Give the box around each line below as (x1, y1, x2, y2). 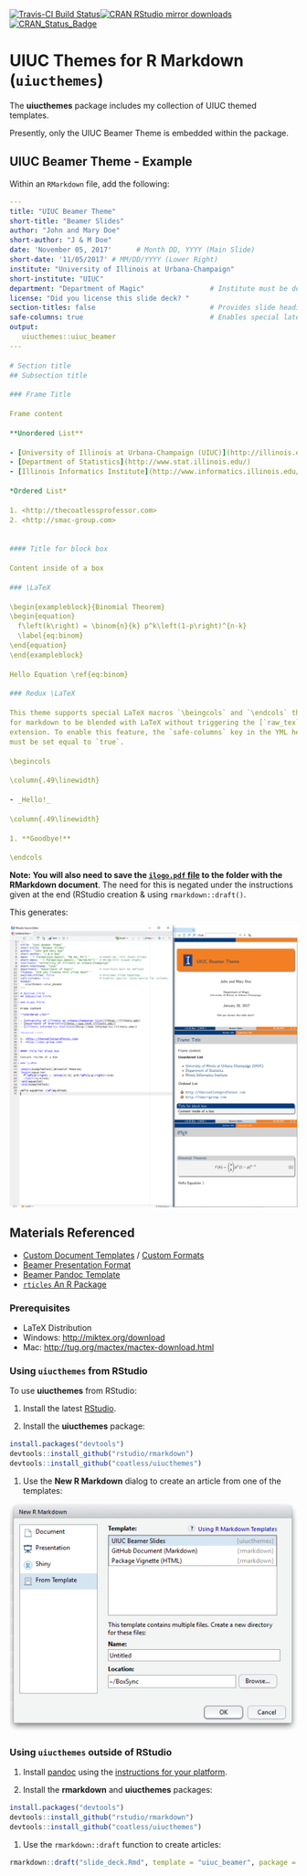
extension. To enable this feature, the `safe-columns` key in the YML (9, 727, 288, 736)
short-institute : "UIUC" (9, 274, 104, 284)
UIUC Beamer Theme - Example (9, 154, 193, 169)
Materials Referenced (9, 1226, 135, 1241)
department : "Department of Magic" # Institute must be (9, 284, 288, 293)
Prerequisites (9, 1302, 70, 1314)
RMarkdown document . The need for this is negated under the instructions (9, 879, 294, 891)
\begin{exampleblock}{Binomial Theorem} (9, 602, 166, 612)
